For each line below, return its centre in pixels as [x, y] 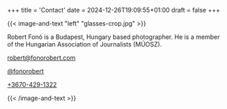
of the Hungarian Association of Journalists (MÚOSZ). [85, 44]
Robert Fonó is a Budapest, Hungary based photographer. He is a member [113, 37]
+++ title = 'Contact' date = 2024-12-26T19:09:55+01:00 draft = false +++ [114, 10]
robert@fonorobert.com [41, 58]
